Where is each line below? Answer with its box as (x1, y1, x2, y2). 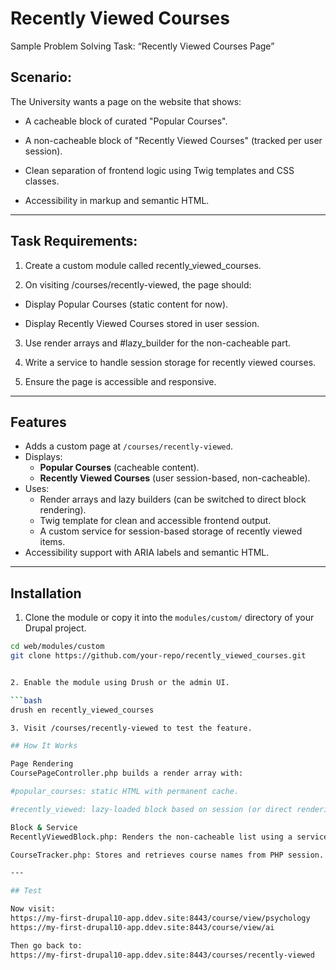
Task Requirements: (10, 233, 138, 250)
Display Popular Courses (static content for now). (24, 298, 229, 310)
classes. (24, 175, 60, 187)
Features (10, 413, 67, 431)
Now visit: (10, 904, 56, 914)
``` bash (10, 695, 43, 706)
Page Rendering (10, 759, 74, 769)
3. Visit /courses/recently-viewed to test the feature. (10, 723, 253, 733)
